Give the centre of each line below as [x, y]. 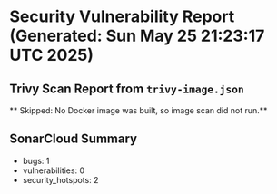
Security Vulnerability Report [122, 17]
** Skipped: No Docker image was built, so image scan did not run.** [138, 110]
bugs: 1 [36, 160]
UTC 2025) [51, 55]
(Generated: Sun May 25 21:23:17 [137, 36]
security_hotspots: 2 [60, 179]
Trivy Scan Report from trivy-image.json [127, 88]
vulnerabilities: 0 [53, 170]
